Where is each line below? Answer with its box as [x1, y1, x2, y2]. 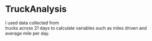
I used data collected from [5, 20, 59, 26]
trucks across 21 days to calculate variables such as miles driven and [5, 25, 147, 31]
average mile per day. [5, 30, 50, 36]
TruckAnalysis [5, 3, 67, 15]
